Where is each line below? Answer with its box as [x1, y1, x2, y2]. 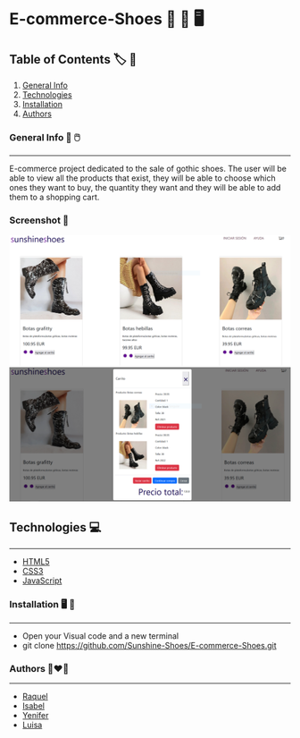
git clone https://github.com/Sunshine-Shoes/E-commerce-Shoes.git [21, 640, 277, 650]
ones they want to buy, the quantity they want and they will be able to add [9, 182, 281, 193]
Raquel [21, 691, 49, 701]
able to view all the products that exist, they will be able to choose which [9, 173, 276, 183]
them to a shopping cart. [9, 191, 100, 203]
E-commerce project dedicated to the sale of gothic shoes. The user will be [9, 164, 287, 174]
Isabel [21, 700, 45, 711]
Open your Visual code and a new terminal [21, 630, 179, 641]
